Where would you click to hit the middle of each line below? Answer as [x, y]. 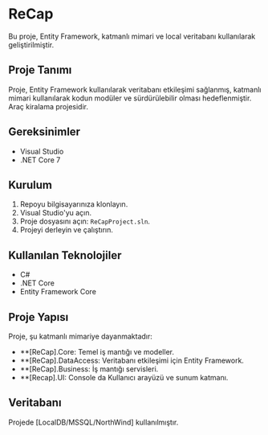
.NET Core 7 [40, 160]
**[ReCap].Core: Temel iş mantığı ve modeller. [97, 352]
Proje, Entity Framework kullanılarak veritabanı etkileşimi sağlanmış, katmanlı [135, 89]
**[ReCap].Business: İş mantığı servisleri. [89, 369]
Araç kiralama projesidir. [48, 106]
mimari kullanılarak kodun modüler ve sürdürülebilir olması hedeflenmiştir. [130, 98]
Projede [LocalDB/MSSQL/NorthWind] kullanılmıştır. [93, 422]
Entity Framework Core [58, 292]
